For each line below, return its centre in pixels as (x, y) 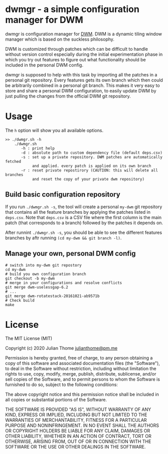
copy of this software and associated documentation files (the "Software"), (83, 364)
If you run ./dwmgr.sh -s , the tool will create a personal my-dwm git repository (84, 207)
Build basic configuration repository (63, 195)
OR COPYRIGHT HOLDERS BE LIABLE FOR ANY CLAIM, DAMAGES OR (78, 431)
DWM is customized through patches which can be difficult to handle (76, 49)
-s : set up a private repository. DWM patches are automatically (92, 157)
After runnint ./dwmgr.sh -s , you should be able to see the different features (83, 232)
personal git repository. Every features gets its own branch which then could (84, 80)
